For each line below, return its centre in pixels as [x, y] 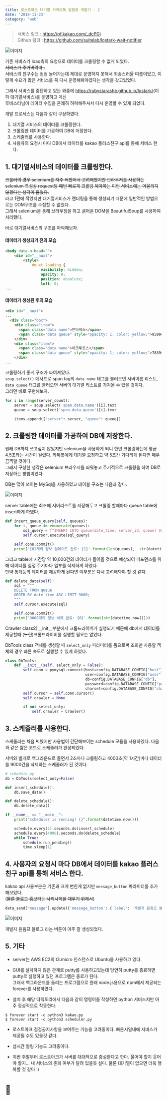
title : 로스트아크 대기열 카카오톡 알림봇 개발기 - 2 [53, 10]
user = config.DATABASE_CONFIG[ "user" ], [125, 675]
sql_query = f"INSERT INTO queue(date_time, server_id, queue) [90, 531]
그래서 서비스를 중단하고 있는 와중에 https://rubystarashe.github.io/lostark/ [79, 91]
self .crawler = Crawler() [58, 712]
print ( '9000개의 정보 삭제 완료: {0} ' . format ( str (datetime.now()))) [82, 618]
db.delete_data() [32, 806]
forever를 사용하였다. [33, 989]
